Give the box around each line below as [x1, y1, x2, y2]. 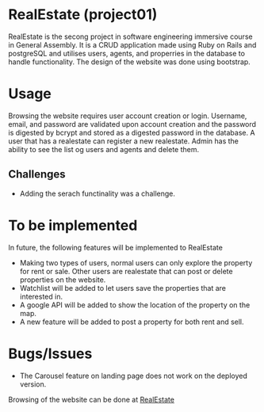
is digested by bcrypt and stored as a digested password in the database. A [8, 128, 255, 137]
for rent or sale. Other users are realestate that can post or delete [19, 266, 233, 276]
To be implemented [8, 216, 138, 235]
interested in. [19, 292, 63, 301]
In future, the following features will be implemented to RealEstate [8, 242, 224, 252]
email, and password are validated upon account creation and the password [8, 119, 256, 128]
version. [19, 379, 47, 389]
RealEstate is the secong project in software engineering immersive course [8, 32, 253, 41]
